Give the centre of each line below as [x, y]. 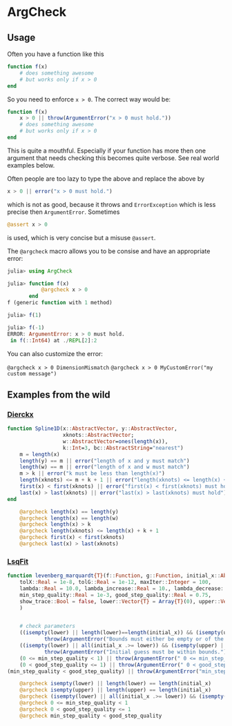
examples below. [31, 165]
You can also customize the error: [55, 353]
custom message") [32, 373]
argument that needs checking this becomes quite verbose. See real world [113, 158]
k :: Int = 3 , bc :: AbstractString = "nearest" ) [123, 448]
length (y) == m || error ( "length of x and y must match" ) [105, 461]
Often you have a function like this [56, 54]
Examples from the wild [59, 394]
